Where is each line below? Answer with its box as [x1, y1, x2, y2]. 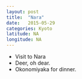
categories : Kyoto [6, 25, 52, 32]
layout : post [6, 8, 39, 15]
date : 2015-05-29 [6, 20, 55, 26]
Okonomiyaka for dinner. [14, 66, 77, 72]
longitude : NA [6, 37, 42, 42]
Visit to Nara [14, 53, 46, 60]
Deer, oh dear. [14, 59, 51, 66]
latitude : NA [6, 31, 39, 37]
